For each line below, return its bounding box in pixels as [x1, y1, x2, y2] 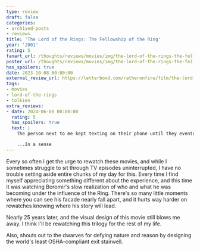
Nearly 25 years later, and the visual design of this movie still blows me [6, 213, 180, 221]
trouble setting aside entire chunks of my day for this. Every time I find [6, 171, 179, 178]
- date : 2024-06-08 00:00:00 [6, 109, 79, 114]
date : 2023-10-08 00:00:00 [6, 70, 73, 76]
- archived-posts [6, 25, 49, 32]
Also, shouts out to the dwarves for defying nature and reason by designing [6, 231, 192, 238]
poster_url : [6, 58, 36, 64]
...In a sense [17, 141, 52, 147]
